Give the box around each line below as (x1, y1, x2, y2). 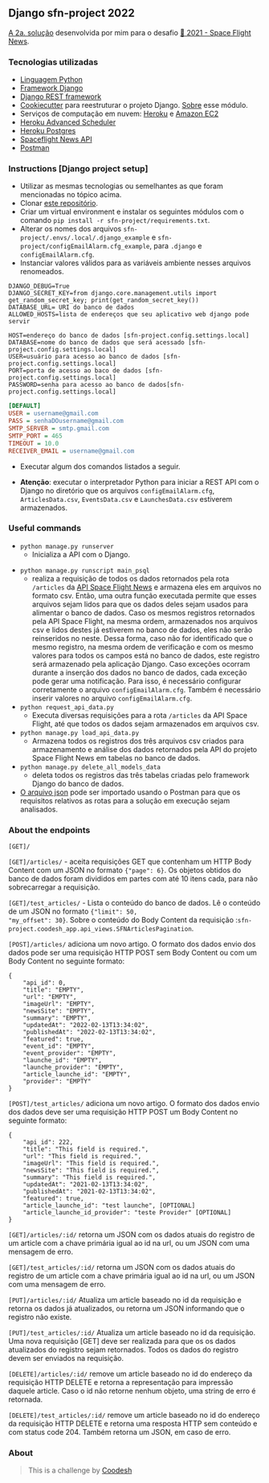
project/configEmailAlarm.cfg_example (19, 243, 150, 251)
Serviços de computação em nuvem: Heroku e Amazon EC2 (19, 109, 219, 119)
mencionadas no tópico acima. (19, 190, 122, 199)
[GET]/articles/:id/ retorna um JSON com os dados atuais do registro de (8, 1230, 255, 1239)
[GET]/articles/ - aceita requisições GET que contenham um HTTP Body (8, 857, 252, 867)
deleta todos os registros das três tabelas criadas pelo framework (31, 770, 250, 779)
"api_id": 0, (22, 979, 67, 988)
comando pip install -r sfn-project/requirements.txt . (19, 216, 210, 225)
